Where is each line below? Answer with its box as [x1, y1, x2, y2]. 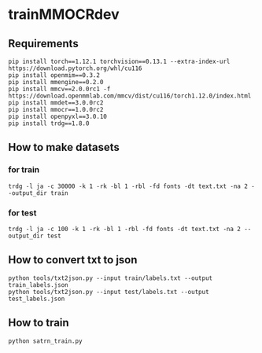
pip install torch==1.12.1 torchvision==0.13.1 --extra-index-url [8, 57, 231, 65]
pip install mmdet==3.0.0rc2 [8, 99, 104, 107]
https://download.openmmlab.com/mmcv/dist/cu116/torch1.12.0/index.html [8, 92, 252, 100]
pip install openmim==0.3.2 [8, 72, 101, 79]
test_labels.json [8, 295, 65, 303]
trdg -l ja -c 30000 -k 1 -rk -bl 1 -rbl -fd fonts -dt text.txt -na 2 [8, 182, 248, 190]
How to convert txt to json [8, 253, 138, 267]
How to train [8, 316, 69, 329]
